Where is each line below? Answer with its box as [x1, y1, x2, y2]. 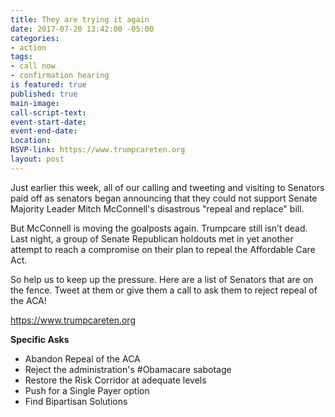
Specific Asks [10, 333, 70, 345]
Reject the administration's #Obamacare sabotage [24, 363, 232, 375]
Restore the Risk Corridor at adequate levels [24, 374, 207, 386]
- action [10, 42, 47, 53]
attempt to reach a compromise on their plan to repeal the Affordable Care [10, 243, 316, 255]
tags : [10, 52, 33, 62]
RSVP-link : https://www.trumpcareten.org [10, 145, 186, 155]
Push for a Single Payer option [24, 384, 150, 396]
